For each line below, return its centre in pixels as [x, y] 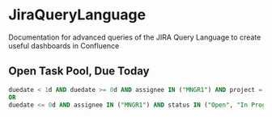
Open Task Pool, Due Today [79, 71]
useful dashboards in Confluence [64, 45]
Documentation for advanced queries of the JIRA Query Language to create [135, 37]
